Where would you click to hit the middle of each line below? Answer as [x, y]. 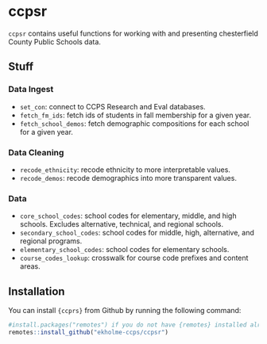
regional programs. [51, 241]
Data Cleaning [36, 152]
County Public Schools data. [55, 41]
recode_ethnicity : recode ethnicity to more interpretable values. [125, 170]
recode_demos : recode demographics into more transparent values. [128, 178]
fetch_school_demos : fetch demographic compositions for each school [134, 123]
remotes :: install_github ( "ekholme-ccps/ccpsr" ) [89, 332]
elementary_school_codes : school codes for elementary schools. [124, 250]
